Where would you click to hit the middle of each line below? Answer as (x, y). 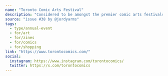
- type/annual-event (31, 28)
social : (13, 56)
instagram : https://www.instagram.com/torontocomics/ (67, 61)
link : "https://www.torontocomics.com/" (48, 51)
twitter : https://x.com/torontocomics (50, 65)
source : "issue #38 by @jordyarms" (42, 19)
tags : (11, 24)
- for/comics (23, 42)
